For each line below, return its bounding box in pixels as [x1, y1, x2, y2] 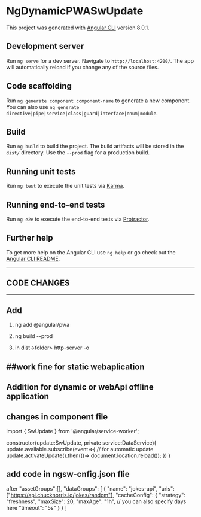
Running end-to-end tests [6, 199, 105, 210]
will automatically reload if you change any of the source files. [6, 63, 159, 71]
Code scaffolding [6, 81, 72, 91]
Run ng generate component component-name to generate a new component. [6, 97, 191, 104]
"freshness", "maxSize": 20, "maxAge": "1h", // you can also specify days [6, 498, 187, 505]
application [6, 391, 50, 402]
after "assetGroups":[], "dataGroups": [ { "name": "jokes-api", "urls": [6, 485, 175, 492]
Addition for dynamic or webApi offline [6, 382, 154, 393]
